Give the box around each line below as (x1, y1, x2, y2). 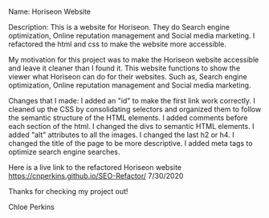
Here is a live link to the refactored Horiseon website (8, 163, 182, 172)
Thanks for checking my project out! (8, 187, 128, 196)
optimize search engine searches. (8, 147, 120, 156)
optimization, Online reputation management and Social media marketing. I (8, 31, 255, 40)
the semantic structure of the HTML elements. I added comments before (8, 113, 248, 123)
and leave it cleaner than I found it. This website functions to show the (8, 63, 241, 73)
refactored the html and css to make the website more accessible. (8, 39, 227, 49)
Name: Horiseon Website (8, 7, 91, 16)
